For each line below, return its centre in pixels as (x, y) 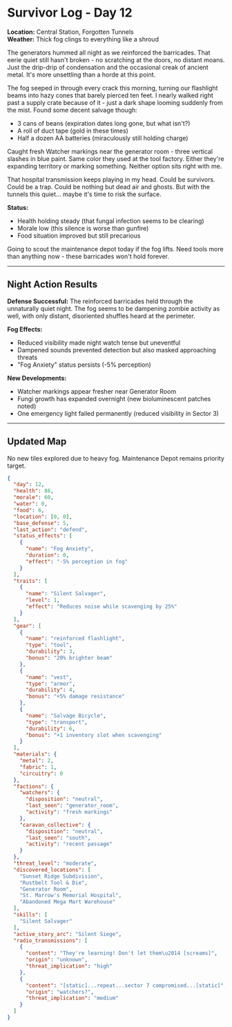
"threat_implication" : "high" (69, 966)
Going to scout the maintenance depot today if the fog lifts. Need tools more (115, 249)
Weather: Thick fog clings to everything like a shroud (83, 39)
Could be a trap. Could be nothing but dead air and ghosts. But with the (109, 186)
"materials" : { (35, 754)
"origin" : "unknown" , (57, 960)
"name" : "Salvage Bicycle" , (66, 716)
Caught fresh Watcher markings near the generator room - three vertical (110, 151)
